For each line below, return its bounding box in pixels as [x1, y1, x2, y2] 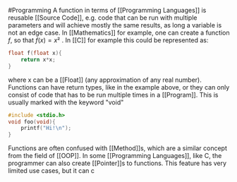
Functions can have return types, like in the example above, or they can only [8, 83, 230, 91]
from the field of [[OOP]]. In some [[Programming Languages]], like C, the [8, 152, 222, 160]
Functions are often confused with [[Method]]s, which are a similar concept [8, 144, 228, 152]
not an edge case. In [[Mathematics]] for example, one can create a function [8, 28, 230, 37]
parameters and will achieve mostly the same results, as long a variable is [8, 21, 222, 29]
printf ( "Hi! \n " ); [20, 125, 72, 132]
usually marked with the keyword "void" [8, 98, 124, 107]
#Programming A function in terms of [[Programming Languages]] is [8, 6, 207, 14]
